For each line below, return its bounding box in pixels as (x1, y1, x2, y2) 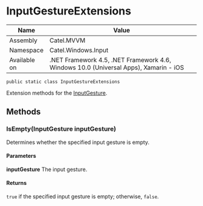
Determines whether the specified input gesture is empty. (6, 139, 150, 146)
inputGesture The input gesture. (6, 166, 88, 173)
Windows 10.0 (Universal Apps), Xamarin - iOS (49, 63, 184, 72)
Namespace (9, 46, 44, 54)
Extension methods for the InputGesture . (6, 89, 108, 96)
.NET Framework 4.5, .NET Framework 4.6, (49, 55, 172, 64)
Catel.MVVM (49, 36, 86, 45)
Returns (6, 179, 27, 187)
